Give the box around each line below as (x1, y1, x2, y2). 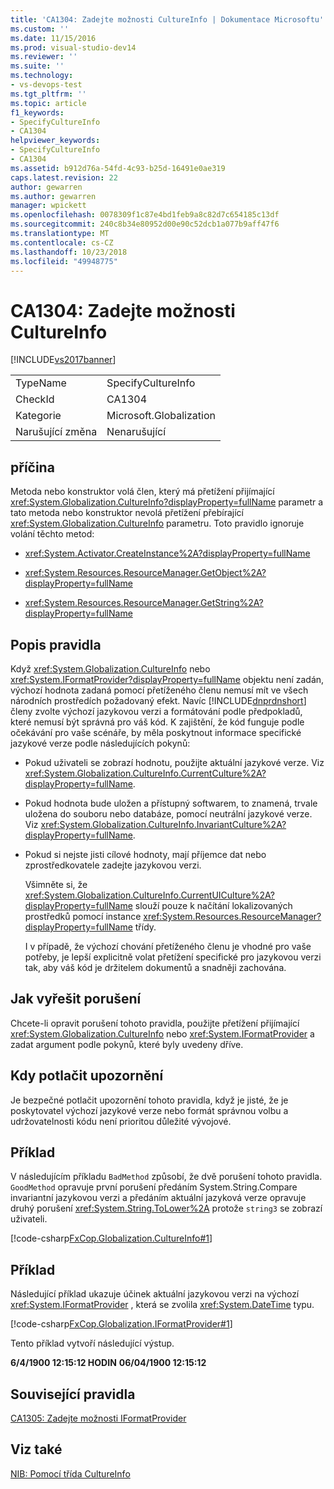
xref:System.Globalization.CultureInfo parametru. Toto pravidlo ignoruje (10, 517, 305, 530)
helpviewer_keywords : (10, 136, 101, 146)
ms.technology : (10, 71, 74, 81)
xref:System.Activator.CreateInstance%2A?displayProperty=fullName (24, 547, 311, 560)
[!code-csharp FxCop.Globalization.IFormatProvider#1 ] (10, 1318, 233, 1330)
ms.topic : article (10, 98, 87, 108)
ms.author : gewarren (10, 191, 97, 201)
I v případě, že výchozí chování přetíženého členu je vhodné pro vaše (24, 940, 312, 952)
